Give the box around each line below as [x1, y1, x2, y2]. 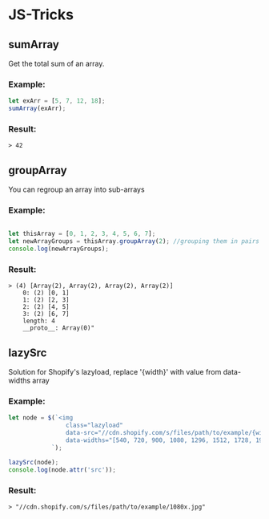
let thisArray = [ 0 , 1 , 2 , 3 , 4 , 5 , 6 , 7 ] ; [8, 230, 156, 238]
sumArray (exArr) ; [8, 104, 66, 113]
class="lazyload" [65, 421, 124, 430]
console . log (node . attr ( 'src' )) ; [8, 465, 116, 474]
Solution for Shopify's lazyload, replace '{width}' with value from [8, 367, 222, 377]
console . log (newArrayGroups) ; [8, 245, 110, 253]
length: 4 [22, 317, 56, 326]
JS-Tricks [8, 6, 74, 24]
